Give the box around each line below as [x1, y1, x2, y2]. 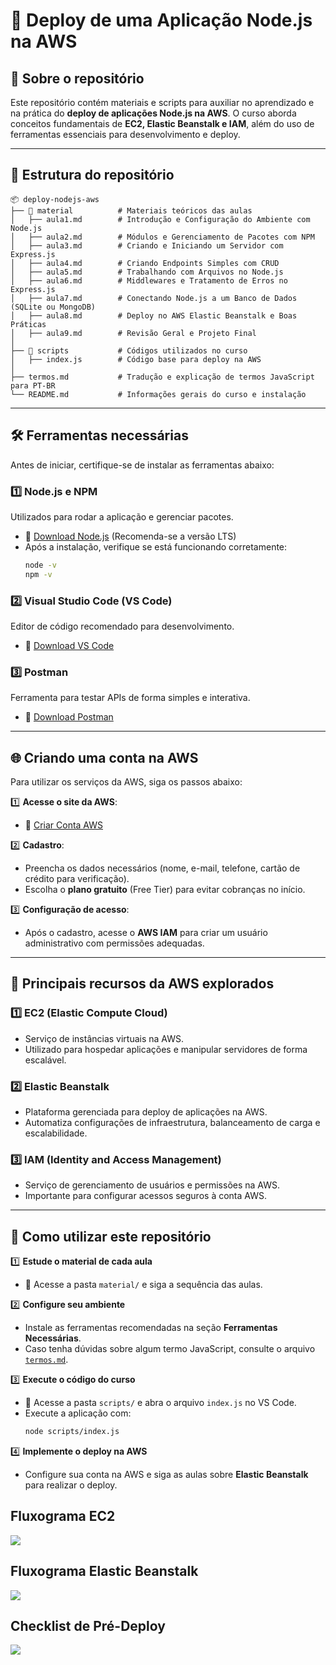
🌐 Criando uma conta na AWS [10, 749, 199, 766]
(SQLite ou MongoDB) [10, 302, 97, 312]
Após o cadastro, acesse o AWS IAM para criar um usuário [24, 927, 268, 939]
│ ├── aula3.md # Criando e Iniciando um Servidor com [10, 240, 284, 251]
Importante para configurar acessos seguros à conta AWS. [24, 1190, 267, 1202]
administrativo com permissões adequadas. [24, 937, 205, 949]
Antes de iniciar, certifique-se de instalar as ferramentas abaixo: [10, 459, 275, 471]
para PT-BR [10, 380, 56, 391]
